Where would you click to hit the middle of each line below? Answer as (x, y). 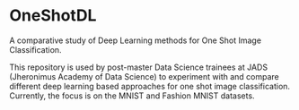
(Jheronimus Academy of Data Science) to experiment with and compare (145, 76)
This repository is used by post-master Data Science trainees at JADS (138, 67)
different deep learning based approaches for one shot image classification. (149, 86)
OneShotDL (53, 16)
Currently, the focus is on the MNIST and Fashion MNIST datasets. (132, 96)
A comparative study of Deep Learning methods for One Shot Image (136, 40)
